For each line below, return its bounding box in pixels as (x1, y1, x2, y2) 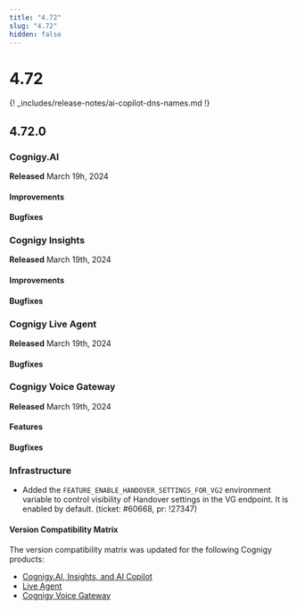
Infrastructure (9, 464, 72, 477)
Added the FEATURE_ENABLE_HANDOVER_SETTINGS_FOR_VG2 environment (21, 485, 271, 496)
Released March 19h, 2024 (9, 171, 109, 182)
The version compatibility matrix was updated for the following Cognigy (9, 544, 272, 555)
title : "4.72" (9, 13, 62, 22)
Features (9, 421, 43, 432)
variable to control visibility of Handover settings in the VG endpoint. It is (21, 494, 288, 505)
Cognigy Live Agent (9, 318, 97, 330)
